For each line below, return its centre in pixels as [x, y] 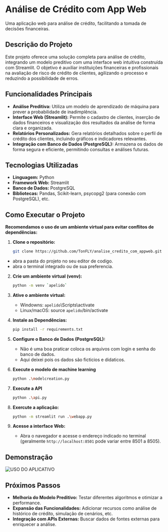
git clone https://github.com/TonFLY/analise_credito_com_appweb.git [87, 251]
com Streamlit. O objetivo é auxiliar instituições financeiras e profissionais [82, 67]
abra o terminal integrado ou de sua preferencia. [63, 267]
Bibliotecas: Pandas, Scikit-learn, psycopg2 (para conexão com [79, 194]
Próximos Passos [33, 485]
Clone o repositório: [34, 242]
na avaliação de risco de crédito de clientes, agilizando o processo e [76, 73]
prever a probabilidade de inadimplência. [55, 112]
